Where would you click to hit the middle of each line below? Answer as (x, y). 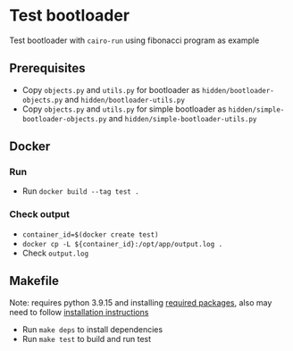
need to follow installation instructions (79, 312)
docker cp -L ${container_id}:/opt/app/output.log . (122, 244)
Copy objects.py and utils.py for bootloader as (111, 89)
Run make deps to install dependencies (92, 329)
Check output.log (55, 253)
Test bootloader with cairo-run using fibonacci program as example (134, 40)
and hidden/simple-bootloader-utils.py (183, 118)
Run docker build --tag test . (81, 191)
